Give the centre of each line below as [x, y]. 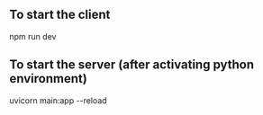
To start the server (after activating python [132, 65]
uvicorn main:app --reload [58, 100]
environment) [48, 79]
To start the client [60, 15]
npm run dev [33, 36]
